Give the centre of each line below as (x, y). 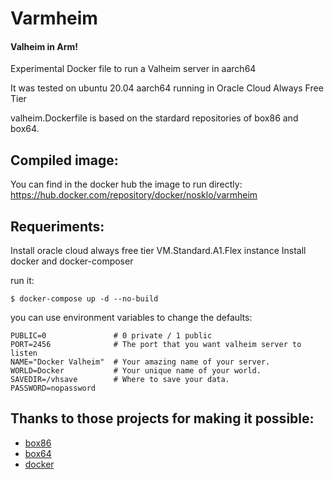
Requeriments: (57, 226)
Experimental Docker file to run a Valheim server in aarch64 (133, 69)
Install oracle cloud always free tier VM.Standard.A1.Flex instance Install (158, 251)
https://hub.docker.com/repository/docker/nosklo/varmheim (134, 195)
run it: (22, 281)
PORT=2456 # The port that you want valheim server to (156, 345)
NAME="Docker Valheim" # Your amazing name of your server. (140, 362)
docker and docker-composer (72, 261)
